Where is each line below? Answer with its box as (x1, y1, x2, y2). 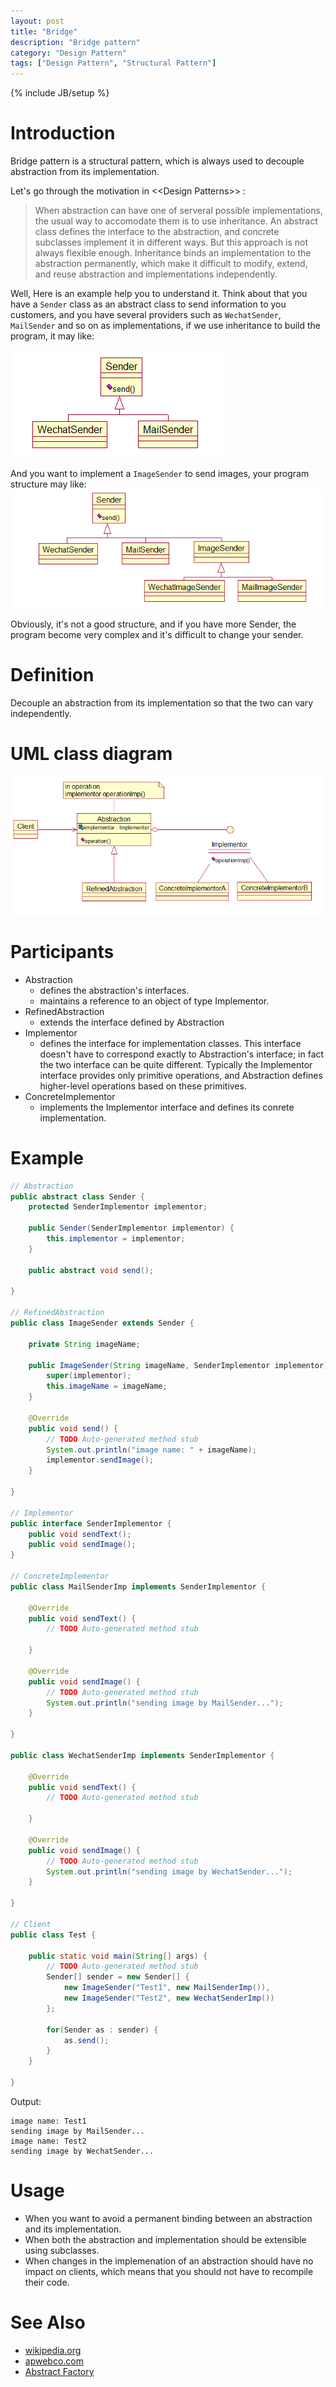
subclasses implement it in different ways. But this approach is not (34, 236, 309, 249)
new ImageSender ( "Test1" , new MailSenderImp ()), (63, 1983, 271, 1993)
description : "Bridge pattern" (10, 37, 141, 47)
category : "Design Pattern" (10, 48, 128, 58)
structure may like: (10, 478, 87, 490)
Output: (10, 2095, 42, 2107)
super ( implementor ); (46, 1371, 132, 1381)
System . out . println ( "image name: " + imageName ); (46, 1445, 257, 1455)
